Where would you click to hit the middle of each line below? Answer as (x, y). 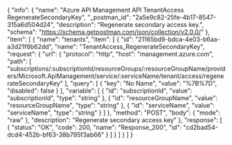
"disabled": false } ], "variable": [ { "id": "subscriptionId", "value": (100, 90)
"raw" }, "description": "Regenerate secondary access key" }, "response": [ (115, 120)
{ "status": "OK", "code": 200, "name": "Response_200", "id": (95, 127)
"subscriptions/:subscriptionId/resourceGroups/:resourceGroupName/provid (116, 69)
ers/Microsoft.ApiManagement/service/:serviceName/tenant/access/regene (116, 76)
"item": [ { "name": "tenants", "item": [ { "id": (70, 39)
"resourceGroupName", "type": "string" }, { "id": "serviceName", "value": (111, 105)
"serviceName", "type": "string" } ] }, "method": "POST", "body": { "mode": (114, 113)
